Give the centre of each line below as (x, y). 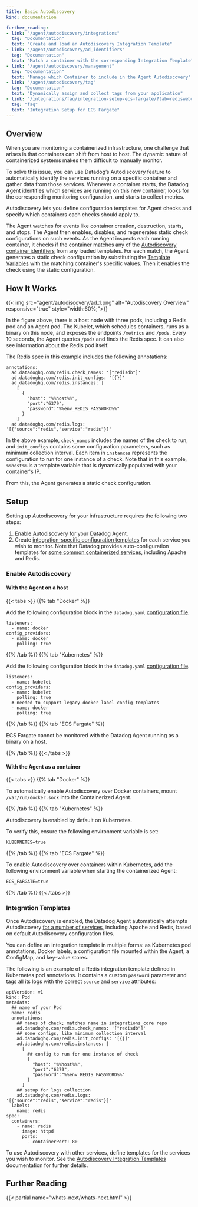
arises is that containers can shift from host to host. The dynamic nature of (97, 154)
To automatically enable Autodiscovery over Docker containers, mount (92, 791)
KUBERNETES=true (26, 842)
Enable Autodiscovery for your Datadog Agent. (71, 533)
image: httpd (38, 1131)
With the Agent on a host (37, 588)
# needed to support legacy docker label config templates (85, 703)
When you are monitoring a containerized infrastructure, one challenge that (98, 148)
